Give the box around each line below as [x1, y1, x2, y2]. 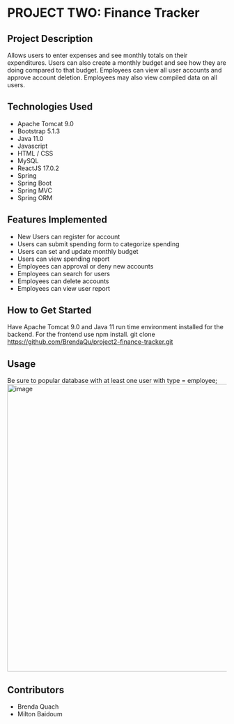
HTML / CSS [17, 149, 54, 158]
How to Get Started [7, 305, 92, 317]
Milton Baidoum [17, 710, 63, 718]
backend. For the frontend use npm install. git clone [7, 330, 155, 339]
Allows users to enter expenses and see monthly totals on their [7, 51, 188, 59]
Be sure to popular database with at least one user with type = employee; [7, 377, 218, 385]
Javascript [17, 142, 48, 150]
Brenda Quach [17, 702, 59, 711]
